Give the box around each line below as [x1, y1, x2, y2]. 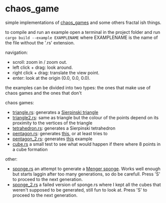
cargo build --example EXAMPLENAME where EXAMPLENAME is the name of [5, 34, 158, 40]
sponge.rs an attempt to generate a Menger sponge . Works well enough [12, 166, 161, 172]
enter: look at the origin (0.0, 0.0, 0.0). [12, 75, 91, 81]
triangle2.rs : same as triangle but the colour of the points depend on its [12, 114, 159, 120]
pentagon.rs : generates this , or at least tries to [12, 130, 108, 136]
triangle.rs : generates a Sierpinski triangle [12, 109, 99, 115]
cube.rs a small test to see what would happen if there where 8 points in [12, 141, 161, 147]
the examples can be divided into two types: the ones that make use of [5, 84, 151, 90]
